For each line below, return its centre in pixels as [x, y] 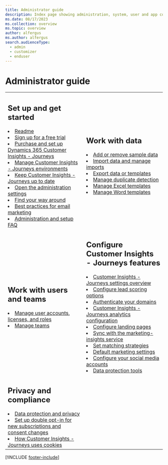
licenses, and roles [30, 319]
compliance [29, 399]
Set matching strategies [121, 345]
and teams [27, 299]
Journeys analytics [108, 314]
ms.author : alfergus [27, 38]
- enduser [20, 56]
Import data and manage [122, 161]
